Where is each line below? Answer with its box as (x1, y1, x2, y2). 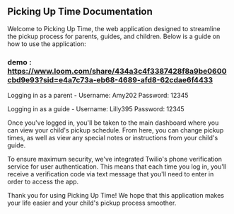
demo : (7, 57, 32, 67)
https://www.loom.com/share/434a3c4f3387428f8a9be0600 (7, 66, 227, 76)
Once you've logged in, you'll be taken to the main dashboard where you (7, 118, 219, 127)
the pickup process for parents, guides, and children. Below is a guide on (7, 32, 221, 40)
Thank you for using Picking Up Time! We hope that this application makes (7, 191, 225, 200)
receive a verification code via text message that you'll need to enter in (7, 170, 214, 179)
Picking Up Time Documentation (7, 6, 153, 18)
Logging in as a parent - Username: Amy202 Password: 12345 (7, 91, 189, 100)
